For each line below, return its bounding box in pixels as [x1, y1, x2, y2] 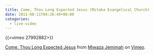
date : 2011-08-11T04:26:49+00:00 [5, 12, 75, 17]
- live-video [9, 21, 37, 26]
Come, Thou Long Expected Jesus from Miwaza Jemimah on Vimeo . [5, 44, 146, 50]
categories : [5, 16, 30, 21]
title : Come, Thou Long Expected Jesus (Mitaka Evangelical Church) [5, 7, 150, 12]
